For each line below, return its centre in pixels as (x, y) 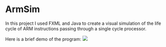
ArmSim (23, 9)
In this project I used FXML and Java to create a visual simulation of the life (83, 23)
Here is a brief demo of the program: (43, 39)
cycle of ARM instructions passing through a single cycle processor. (76, 28)
